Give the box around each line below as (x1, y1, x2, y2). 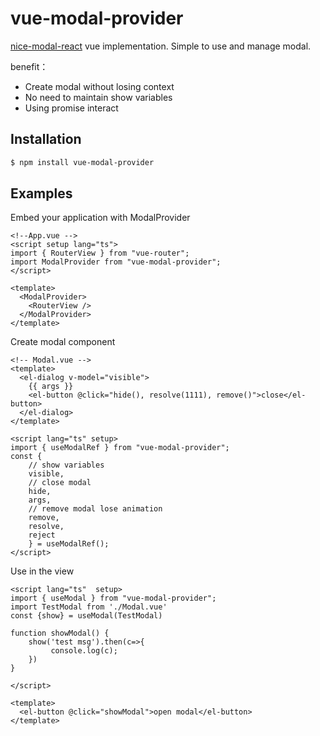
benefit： (10, 60, 49, 72)
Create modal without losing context (24, 80, 175, 92)
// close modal (28, 478, 92, 488)
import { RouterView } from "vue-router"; (10, 248, 190, 259)
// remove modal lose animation (28, 504, 163, 514)
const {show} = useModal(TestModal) (10, 611, 163, 621)
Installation (10, 131, 82, 148)
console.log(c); (50, 646, 118, 656)
